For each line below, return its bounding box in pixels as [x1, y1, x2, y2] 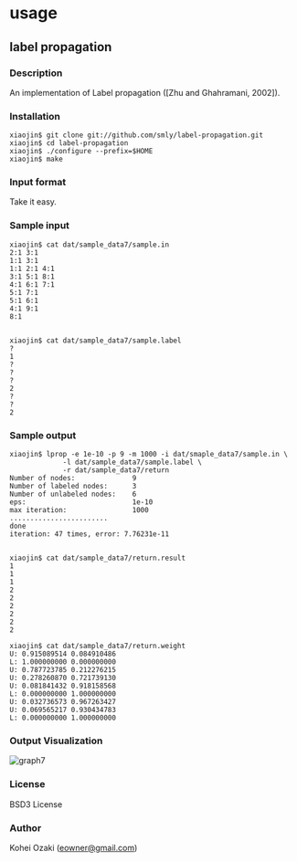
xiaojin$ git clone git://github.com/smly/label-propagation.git [9, 131, 263, 140]
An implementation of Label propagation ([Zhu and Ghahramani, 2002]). [9, 87, 281, 98]
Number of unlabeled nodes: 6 [9, 489, 137, 499]
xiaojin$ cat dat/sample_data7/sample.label [9, 336, 182, 345]
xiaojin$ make [9, 154, 64, 164]
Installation [9, 110, 61, 122]
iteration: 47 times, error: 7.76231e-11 [9, 530, 170, 539]
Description [9, 67, 63, 79]
